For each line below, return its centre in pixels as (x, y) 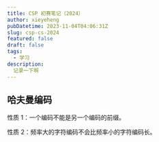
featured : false (30, 39)
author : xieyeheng (33, 20)
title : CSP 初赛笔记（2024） (45, 13)
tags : (15, 52)
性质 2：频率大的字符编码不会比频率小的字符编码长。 (82, 132)
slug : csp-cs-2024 (33, 32)
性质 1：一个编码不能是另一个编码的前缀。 (66, 117)
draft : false (26, 45)
